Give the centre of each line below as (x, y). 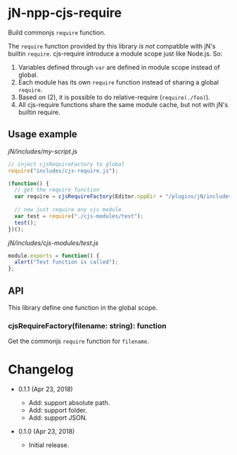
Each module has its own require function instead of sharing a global (118, 82)
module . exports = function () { (54, 256)
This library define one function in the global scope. (83, 307)
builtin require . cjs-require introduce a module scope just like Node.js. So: (115, 54)
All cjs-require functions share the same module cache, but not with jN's (123, 104)
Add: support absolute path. (69, 403)
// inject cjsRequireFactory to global (66, 164)
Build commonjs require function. (57, 32)
